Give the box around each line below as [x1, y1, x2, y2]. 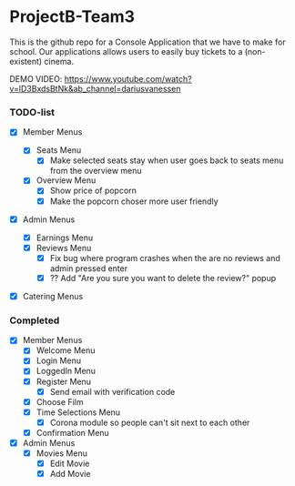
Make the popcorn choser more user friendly [49, 196, 219, 207]
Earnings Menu [36, 232, 94, 243]
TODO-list [9, 106, 56, 118]
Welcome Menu [36, 345, 96, 356]
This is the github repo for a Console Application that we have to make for [9, 36, 286, 47]
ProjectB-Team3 [9, 6, 135, 27]
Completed [9, 314, 60, 327]
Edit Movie [49, 458, 90, 470]
